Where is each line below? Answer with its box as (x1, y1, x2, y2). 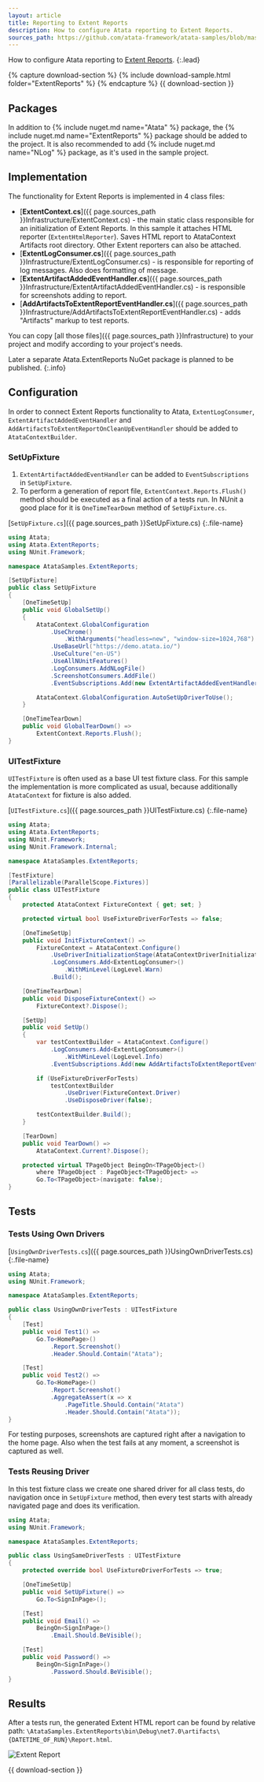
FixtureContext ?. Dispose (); (36, 1002, 128, 1010)
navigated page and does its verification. (8, 1501, 141, 1510)
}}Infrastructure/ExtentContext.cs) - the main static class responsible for (19, 214, 255, 225)
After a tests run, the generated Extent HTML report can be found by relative (8, 1718, 256, 1728)
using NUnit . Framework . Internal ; (8, 843, 118, 851)
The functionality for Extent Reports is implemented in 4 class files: (8, 191, 225, 201)
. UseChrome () (49, 628, 93, 636)
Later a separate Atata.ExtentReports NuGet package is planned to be (8, 354, 234, 363)
